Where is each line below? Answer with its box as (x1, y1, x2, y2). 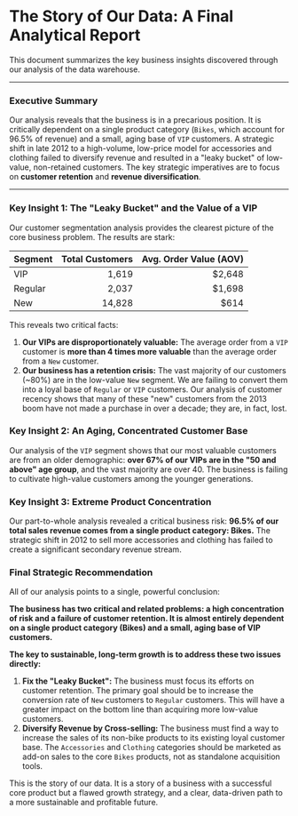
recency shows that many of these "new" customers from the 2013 (21, 393, 268, 404)
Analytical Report (9, 25, 141, 45)
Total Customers (61, 252, 134, 265)
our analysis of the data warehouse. (9, 64, 140, 75)
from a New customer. (21, 356, 99, 366)
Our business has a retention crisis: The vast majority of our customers (21, 364, 286, 375)
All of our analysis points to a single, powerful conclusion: (9, 587, 220, 597)
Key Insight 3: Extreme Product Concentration (9, 495, 212, 508)
